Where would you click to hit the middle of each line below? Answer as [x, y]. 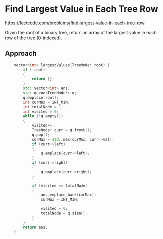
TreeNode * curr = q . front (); [62, 130]
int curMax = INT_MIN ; [46, 102]
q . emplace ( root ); [41, 98]
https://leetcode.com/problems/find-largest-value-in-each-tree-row [75, 23]
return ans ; [36, 227]
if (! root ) [34, 70]
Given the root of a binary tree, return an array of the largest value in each [81, 32]
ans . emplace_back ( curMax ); [69, 195]
